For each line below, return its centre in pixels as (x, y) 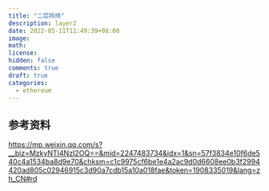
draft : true (28, 75)
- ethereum (34, 90)
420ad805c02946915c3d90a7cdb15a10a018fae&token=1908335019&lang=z (134, 170)
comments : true (34, 68)
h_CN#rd (23, 179)
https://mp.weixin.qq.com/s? (55, 144)
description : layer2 (43, 23)
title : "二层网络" (37, 16)
